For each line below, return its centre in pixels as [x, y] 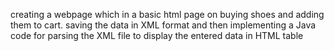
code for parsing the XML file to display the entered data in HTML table [157, 35]
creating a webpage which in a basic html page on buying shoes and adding [167, 14]
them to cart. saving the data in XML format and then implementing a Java [163, 25]
